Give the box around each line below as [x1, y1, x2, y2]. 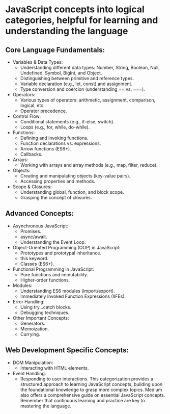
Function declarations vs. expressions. [20, 140, 101, 146]
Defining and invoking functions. [20, 135, 89, 141]
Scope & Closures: [12, 184, 52, 190]
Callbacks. [20, 151, 43, 157]
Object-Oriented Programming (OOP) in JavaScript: [12, 244, 121, 250]
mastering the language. [20, 403, 72, 409]
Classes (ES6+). [20, 261, 54, 267]
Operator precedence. [20, 108, 67, 114]
